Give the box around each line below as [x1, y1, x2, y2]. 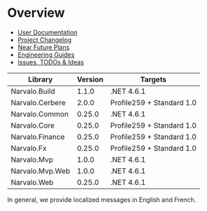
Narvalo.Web [11, 177, 54, 187]
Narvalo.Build [11, 86, 55, 96]
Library [27, 74, 53, 84]
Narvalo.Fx [11, 143, 47, 153]
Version [76, 74, 104, 84]
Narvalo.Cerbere [11, 97, 66, 107]
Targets [140, 74, 167, 84]
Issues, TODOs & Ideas [17, 57, 84, 66]
